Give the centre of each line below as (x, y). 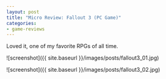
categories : (21, 23)
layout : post (23, 12)
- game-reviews (26, 29)
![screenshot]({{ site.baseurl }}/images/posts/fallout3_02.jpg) (83, 70)
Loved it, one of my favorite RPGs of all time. (62, 46)
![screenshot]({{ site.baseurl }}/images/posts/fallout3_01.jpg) (83, 58)
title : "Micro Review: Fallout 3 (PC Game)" (64, 18)
